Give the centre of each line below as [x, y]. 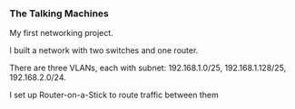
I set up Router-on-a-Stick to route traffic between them [114, 95]
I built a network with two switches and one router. [104, 50]
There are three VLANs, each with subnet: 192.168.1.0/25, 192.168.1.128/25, [148, 68]
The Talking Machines [59, 14]
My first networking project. [61, 33]
